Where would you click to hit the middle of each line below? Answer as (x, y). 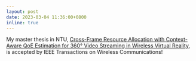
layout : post (22, 12)
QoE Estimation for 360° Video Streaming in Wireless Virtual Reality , (107, 46)
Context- (177, 40)
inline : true (22, 23)
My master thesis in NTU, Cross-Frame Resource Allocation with (85, 40)
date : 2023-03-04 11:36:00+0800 (46, 17)
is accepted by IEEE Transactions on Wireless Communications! (85, 52)
